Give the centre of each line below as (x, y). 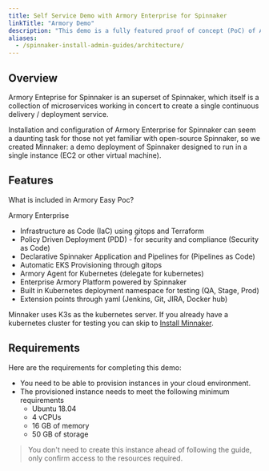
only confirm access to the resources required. (105, 458)
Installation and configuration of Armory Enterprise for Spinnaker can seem (132, 130)
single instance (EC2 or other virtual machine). (85, 155)
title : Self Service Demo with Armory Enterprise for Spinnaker (118, 16)
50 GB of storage (60, 434)
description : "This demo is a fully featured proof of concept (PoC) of (132, 30)
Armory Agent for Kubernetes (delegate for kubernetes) (112, 273)
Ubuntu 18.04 (54, 409)
